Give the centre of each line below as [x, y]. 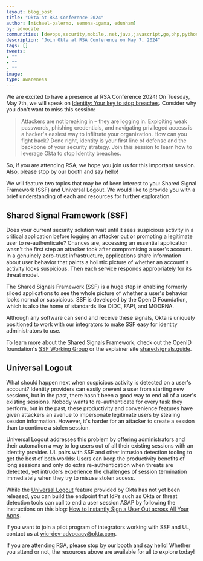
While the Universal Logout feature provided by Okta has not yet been [93, 490]
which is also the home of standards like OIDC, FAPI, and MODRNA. [90, 306]
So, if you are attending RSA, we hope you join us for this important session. [101, 165]
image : [14, 74]
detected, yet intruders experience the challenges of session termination [97, 471]
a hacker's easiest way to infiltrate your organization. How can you [104, 134]
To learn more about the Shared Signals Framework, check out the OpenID [99, 342]
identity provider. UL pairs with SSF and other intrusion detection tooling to [99, 452]
